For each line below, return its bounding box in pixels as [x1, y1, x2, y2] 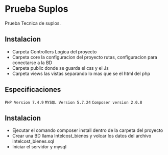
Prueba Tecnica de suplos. [5, 20, 61, 26]
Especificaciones [5, 85, 61, 94]
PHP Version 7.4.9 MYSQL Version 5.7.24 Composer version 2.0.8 [5, 100, 142, 105]
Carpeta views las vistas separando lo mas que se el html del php [12, 70, 151, 76]
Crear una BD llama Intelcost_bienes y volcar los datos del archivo [12, 133, 152, 139]
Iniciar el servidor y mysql [12, 144, 67, 150]
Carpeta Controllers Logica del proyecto [12, 48, 97, 54]
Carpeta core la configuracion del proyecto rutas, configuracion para [12, 54, 158, 60]
